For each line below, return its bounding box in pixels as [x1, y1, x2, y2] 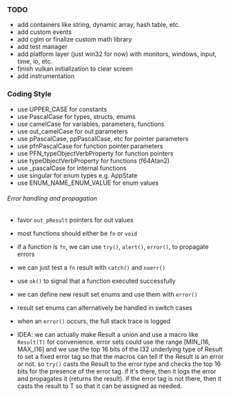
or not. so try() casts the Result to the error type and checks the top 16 [17, 360, 221, 368]
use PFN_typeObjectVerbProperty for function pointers [17, 149, 174, 157]
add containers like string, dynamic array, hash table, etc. [17, 21, 181, 29]
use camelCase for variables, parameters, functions [17, 120, 165, 128]
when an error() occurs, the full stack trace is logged [17, 317, 171, 325]
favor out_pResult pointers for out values [17, 216, 134, 224]
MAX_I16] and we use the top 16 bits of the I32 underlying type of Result [17, 344, 223, 353]
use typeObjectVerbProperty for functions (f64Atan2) [17, 156, 170, 165]
